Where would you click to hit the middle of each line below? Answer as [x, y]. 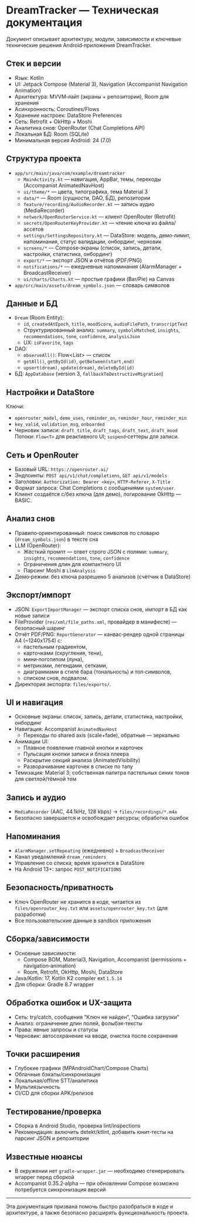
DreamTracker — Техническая [82, 10]
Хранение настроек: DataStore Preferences [68, 115]
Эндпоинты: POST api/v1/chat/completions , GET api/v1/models [91, 475]
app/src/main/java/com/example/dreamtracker [70, 173]
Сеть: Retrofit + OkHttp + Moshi [53, 122]
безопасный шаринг [40, 628]
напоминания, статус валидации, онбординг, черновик [92, 241]
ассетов [33, 229]
